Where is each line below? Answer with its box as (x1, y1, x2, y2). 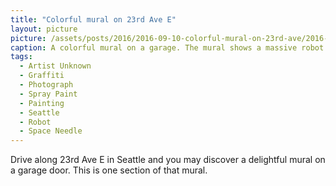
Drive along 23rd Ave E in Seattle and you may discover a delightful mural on (10, 154, 326, 166)
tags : (10, 52, 33, 62)
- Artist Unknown (19, 61, 92, 71)
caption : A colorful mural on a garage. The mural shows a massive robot (10, 42, 325, 53)
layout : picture (10, 24, 78, 34)
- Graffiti (19, 71, 65, 81)
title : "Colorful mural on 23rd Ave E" (10, 14, 177, 25)
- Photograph (19, 80, 74, 90)
